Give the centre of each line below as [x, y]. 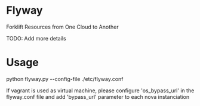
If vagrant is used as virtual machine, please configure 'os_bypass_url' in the [100, 91]
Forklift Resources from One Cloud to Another [62, 27]
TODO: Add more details [36, 38]
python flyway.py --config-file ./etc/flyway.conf [65, 79]
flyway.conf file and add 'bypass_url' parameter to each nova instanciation [98, 96]
